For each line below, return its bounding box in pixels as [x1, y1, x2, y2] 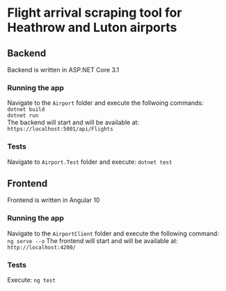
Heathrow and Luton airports [7, 19, 177, 35]
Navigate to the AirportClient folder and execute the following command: [7, 229, 219, 238]
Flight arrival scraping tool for [7, 5, 182, 21]
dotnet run [7, 113, 39, 119]
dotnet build [7, 106, 45, 113]
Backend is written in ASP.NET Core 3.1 [7, 66, 120, 74]
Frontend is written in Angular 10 [7, 196, 100, 204]
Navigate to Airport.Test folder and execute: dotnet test [7, 158, 172, 166]
